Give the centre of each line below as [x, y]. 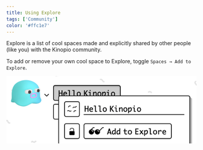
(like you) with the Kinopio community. [54, 50]
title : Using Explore [34, 13]
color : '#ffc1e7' [28, 25]
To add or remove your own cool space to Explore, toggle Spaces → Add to [99, 61]
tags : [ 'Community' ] [32, 19]
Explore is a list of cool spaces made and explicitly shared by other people [99, 43]
